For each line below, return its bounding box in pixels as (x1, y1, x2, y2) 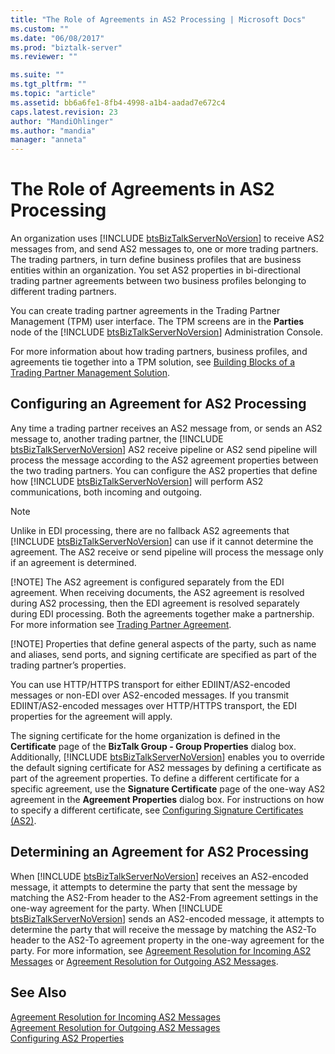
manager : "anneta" (10, 135, 87, 145)
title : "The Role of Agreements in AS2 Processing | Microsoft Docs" (10, 14, 307, 25)
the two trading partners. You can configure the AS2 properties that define (10, 464, 318, 476)
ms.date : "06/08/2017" (10, 33, 105, 43)
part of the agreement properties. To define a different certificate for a (10, 772, 300, 784)
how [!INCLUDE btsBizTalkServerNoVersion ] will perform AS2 (10, 475, 264, 487)
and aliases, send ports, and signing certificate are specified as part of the (10, 648, 317, 660)
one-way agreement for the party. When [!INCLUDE (10, 902, 223, 914)
